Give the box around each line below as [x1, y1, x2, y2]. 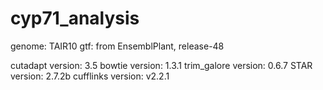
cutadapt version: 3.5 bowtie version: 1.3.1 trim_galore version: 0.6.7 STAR [10, 59, 313, 71]
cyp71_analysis [10, 7, 140, 30]
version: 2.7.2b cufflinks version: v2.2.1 [10, 70, 170, 82]
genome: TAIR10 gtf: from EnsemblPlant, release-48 [10, 40, 225, 52]
